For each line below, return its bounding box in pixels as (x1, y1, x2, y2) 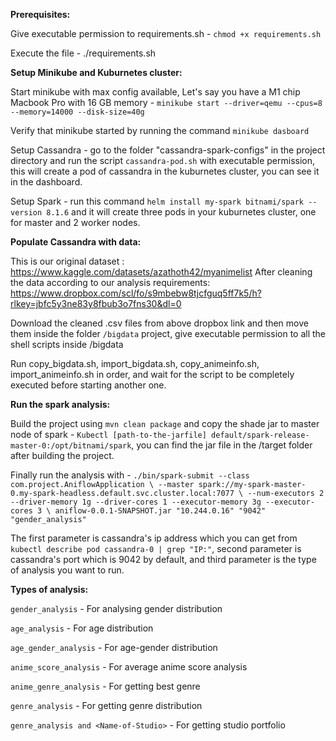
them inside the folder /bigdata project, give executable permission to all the (10, 328, 327, 339)
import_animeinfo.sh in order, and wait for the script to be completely (10, 369, 295, 380)
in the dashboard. (10, 176, 83, 188)
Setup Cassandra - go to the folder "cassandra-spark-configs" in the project (10, 144, 326, 156)
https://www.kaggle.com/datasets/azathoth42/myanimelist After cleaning (10, 266, 313, 278)
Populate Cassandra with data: (10, 236, 142, 248)
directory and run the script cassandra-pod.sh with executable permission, (10, 155, 315, 166)
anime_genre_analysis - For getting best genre (10, 680, 201, 692)
